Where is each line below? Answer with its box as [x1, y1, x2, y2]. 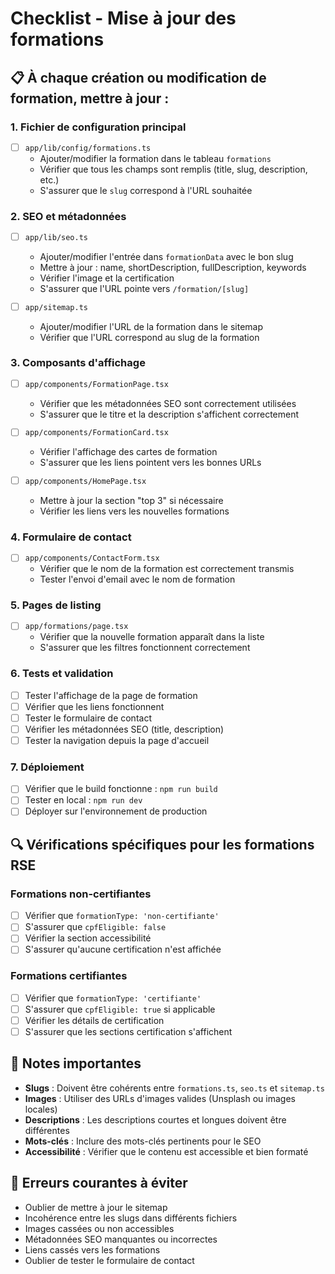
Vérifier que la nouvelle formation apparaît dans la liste [39, 631, 265, 643]
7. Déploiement [10, 760, 85, 774]
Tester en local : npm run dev [24, 794, 143, 806]
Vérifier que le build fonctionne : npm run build [24, 783, 218, 795]
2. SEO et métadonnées [10, 209, 127, 223]
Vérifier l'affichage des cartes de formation [39, 446, 218, 458]
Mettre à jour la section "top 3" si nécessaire [39, 495, 224, 507]
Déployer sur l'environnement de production [24, 805, 208, 817]
